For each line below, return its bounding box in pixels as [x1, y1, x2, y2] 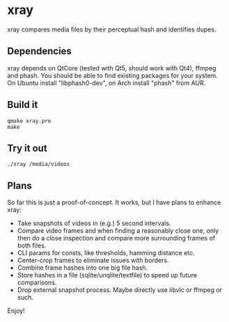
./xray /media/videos [7, 161, 70, 168]
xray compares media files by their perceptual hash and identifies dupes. [7, 25, 216, 33]
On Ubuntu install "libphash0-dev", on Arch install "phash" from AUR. [7, 79, 206, 87]
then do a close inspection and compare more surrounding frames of [17, 234, 216, 243]
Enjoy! [7, 307, 26, 315]
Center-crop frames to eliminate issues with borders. [17, 256, 169, 265]
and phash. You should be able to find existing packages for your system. [7, 71, 218, 79]
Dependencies [7, 45, 72, 57]
